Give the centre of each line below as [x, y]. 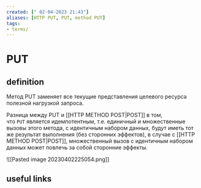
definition [25, 82]
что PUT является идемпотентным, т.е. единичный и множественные [96, 122]
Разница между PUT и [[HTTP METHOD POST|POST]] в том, [85, 115]
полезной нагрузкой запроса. [45, 103]
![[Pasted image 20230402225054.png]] [58, 159]
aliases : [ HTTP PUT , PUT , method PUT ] [56, 18]
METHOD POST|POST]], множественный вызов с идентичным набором [100, 141]
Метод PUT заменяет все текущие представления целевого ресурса [97, 97]
